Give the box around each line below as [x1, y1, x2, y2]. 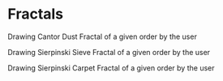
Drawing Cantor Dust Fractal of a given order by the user [7, 32, 198, 41]
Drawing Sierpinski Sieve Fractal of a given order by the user [7, 47, 211, 57]
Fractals [7, 5, 64, 23]
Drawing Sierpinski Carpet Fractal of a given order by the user [7, 62, 215, 73]
